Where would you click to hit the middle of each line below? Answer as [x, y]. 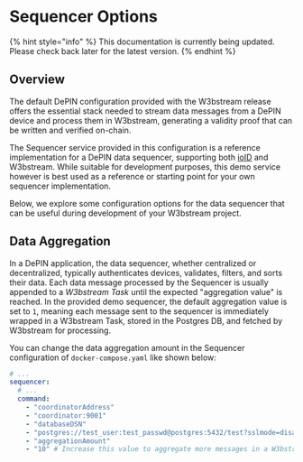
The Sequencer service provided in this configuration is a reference [135, 147]
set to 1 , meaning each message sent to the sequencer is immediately [139, 311]
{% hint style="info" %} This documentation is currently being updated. [142, 42]
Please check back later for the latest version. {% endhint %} [123, 51]
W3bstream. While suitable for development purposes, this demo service [145, 166]
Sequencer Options [83, 17]
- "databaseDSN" [56, 424]
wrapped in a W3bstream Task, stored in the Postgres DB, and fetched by [146, 320]
